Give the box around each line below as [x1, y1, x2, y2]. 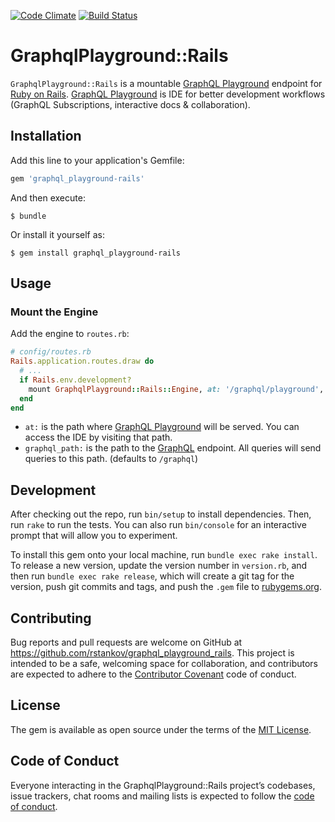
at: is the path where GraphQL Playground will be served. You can [24, 421, 300, 433]
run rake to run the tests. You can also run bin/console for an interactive [10, 519, 307, 531]
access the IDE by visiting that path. [24, 431, 173, 444]
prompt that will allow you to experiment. [10, 530, 178, 542]
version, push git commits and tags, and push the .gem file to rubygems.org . [10, 581, 323, 593]
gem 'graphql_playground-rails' [10, 173, 145, 184]
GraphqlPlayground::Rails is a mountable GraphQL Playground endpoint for [10, 77, 323, 89]
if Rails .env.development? [19, 375, 132, 385]
